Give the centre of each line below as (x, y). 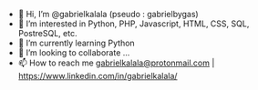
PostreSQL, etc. (47, 33)
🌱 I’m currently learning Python (76, 43)
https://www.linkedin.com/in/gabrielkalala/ (98, 76)
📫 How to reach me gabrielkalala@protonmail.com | (116, 63)
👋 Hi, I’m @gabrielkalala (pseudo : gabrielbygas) (108, 14)
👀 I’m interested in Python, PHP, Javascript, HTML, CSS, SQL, (134, 24)
